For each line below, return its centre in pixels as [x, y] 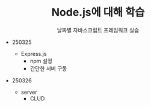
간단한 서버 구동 [48, 68]
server [29, 92]
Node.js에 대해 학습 [98, 12]
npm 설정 [41, 61]
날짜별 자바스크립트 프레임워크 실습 [98, 30]
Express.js [34, 53]
